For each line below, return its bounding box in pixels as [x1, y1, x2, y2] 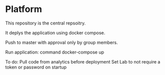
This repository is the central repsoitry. [5, 20, 86, 26]
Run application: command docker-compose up [5, 49, 104, 55]
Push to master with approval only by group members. [5, 39, 118, 45]
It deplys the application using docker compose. [5, 29, 105, 35]
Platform [5, 3, 42, 15]
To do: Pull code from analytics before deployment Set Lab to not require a [5, 58, 160, 64]
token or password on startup [5, 64, 67, 70]
